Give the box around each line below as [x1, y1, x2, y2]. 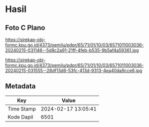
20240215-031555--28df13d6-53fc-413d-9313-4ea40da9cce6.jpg [5, 67, 143, 73]
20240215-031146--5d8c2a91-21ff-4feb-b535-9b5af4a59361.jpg [5, 47, 139, 53]
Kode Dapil [7, 113, 33, 120]
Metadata [5, 82, 36, 90]
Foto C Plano [5, 23, 45, 32]
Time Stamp [7, 105, 36, 112]
